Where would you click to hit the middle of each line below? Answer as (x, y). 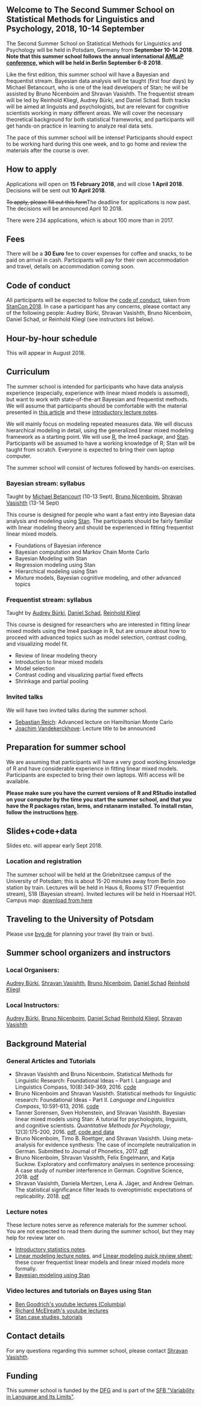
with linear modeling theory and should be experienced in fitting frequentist (100, 528)
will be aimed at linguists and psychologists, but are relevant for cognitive (97, 106)
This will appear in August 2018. (46, 353)
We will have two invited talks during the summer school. (77, 710)
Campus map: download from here (49, 900)
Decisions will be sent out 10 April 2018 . (56, 190)
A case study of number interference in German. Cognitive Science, (99, 1171)
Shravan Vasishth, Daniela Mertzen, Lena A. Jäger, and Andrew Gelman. (105, 1184)
